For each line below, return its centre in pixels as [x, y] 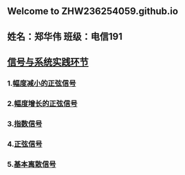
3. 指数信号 [25, 123]
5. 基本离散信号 [32, 164]
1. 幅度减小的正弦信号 [42, 83]
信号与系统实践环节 [48, 62]
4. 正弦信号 [25, 144]
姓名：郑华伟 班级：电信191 [65, 36]
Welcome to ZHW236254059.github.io [93, 11]
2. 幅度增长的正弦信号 [42, 104]
